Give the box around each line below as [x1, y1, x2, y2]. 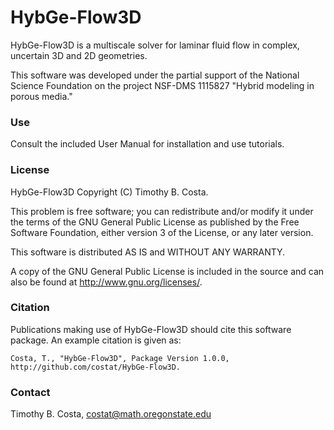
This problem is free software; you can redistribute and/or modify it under [10, 205, 314, 217]
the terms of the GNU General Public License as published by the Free [10, 216, 300, 228]
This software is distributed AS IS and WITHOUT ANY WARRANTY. [10, 246, 286, 258]
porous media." [10, 90, 73, 102]
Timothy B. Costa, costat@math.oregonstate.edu [10, 408, 212, 420]
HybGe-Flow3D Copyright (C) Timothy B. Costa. [10, 186, 209, 198]
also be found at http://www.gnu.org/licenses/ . [10, 276, 203, 288]
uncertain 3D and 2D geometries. [10, 49, 148, 61]
